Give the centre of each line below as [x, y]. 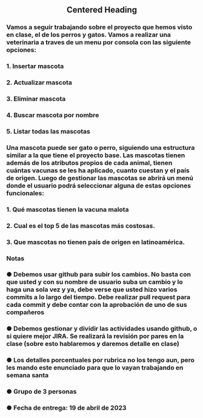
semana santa [28, 376]
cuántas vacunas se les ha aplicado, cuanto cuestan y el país [98, 170]
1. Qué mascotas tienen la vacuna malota [68, 209]
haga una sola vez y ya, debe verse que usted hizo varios [92, 289]
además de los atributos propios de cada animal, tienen [89, 163]
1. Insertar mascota [35, 66]
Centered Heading [102, 10]
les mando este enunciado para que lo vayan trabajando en [95, 368]
